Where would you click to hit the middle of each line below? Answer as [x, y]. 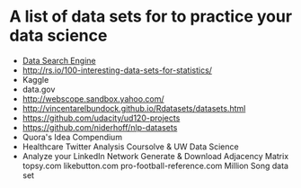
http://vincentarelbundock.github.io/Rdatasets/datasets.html [134, 108]
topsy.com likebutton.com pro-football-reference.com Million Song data [155, 166]
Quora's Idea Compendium [72, 137]
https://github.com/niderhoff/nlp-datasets [100, 127]
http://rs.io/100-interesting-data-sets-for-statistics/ [117, 70]
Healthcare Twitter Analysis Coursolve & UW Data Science [131, 147]
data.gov [39, 89]
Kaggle [35, 79]
